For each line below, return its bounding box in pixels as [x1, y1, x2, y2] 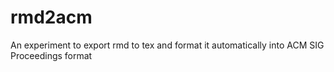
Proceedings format [10, 49, 93, 61]
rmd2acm [10, 6, 93, 29]
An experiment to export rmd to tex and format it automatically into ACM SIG [10, 39, 325, 51]
